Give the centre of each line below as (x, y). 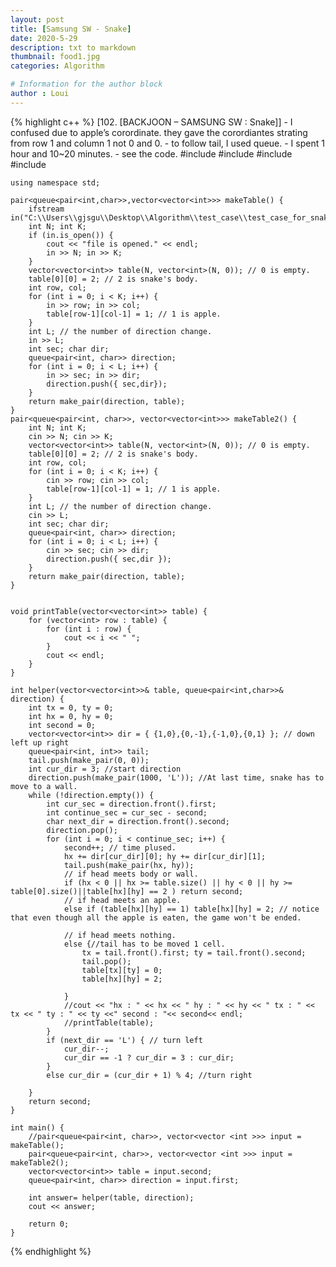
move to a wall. (44, 786)
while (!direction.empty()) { (91, 795)
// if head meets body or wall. (131, 874)
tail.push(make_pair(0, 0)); (89, 760)
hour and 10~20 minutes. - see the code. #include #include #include (151, 153)
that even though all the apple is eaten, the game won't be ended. (156, 917)
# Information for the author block (86, 84)
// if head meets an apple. (122, 900)
